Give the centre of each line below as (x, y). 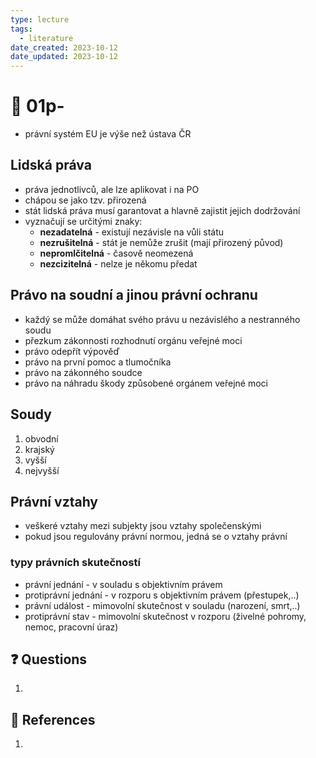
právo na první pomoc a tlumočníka (98, 362)
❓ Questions (49, 659)
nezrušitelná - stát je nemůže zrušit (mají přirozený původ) (161, 242)
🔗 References (53, 719)
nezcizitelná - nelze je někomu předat (118, 263)
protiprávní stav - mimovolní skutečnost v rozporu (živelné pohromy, (165, 616)
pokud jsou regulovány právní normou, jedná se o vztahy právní (156, 537)
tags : (21, 29)
